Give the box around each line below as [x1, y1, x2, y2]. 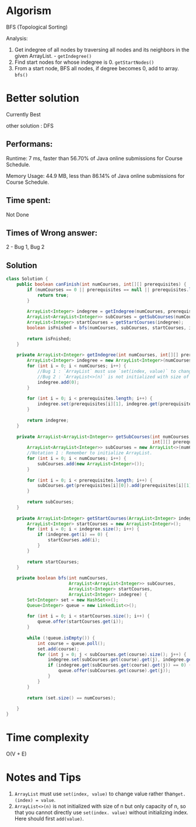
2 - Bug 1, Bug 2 [6, 243, 45, 250]
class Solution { [6, 276, 48, 282]
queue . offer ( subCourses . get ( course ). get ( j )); [58, 668, 171, 674]
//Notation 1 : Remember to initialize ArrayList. [27, 450, 153, 456]
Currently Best [6, 111, 41, 118]
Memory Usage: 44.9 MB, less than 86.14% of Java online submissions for [6, 172, 185, 179]
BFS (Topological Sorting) [6, 23, 68, 30]
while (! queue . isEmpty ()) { [27, 635, 95, 641]
